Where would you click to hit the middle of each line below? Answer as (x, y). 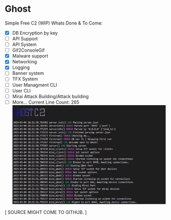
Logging (21, 67)
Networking (25, 62)
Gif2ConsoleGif (28, 50)
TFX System (25, 79)
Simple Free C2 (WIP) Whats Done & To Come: (54, 23)
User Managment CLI (34, 85)
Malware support (30, 56)
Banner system (28, 73)
